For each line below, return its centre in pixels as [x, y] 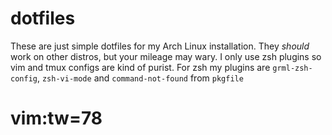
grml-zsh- [292, 68]
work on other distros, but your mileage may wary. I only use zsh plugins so [166, 56]
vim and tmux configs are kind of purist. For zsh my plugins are [140, 67]
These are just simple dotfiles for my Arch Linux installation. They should [160, 46]
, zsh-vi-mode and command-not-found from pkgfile [140, 78]
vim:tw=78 [56, 118]
